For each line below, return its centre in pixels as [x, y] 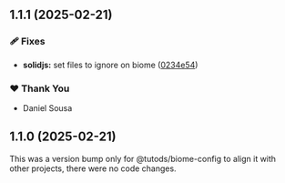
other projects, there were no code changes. [93, 168]
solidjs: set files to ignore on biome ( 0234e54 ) [110, 65]
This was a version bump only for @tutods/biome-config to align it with [142, 158]
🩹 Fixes [27, 42]
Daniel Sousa [47, 107]
